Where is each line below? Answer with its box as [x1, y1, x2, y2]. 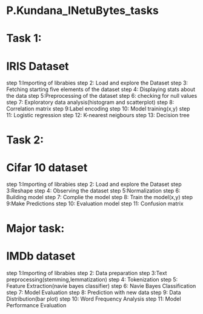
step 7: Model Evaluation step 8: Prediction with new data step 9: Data [6, 288, 181, 296]
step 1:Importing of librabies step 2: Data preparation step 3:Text [6, 269, 167, 276]
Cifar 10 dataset [6, 160, 88, 174]
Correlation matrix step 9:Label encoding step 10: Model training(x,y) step [6, 105, 190, 112]
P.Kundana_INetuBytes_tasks [6, 4, 159, 18]
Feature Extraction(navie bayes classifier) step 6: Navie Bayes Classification [6, 282, 196, 289]
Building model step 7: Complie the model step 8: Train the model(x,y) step [6, 194, 193, 201]
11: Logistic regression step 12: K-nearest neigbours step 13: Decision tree [6, 112, 190, 119]
